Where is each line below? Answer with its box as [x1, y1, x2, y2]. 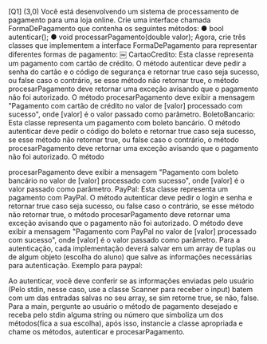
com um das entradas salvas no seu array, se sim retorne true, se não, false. [8, 293, 259, 302]
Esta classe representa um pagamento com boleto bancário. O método [8, 118, 241, 127]
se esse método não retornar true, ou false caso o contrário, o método [8, 135, 239, 144]
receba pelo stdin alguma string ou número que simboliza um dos [8, 310, 224, 319]
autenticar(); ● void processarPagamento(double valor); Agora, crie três [8, 32, 246, 42]
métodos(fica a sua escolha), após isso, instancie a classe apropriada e [8, 318, 243, 328]
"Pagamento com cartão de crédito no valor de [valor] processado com [8, 101, 243, 110]
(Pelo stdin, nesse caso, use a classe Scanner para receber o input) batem [8, 285, 253, 294]
